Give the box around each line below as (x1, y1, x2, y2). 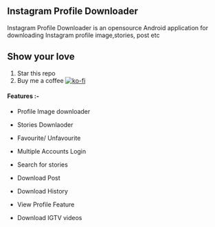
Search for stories (16, 160, 69, 169)
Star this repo (16, 69, 56, 77)
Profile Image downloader (16, 107, 91, 115)
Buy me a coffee (16, 76, 64, 84)
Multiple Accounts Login (16, 147, 87, 155)
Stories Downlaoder (16, 120, 73, 129)
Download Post (16, 174, 60, 182)
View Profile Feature (16, 200, 75, 208)
